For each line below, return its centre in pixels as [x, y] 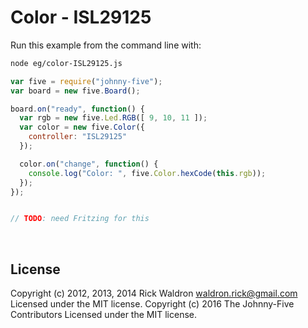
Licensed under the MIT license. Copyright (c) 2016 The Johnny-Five [152, 304]
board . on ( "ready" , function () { [77, 109]
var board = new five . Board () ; [75, 91]
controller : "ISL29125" [78, 137]
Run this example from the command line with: [106, 45]
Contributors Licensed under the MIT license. [103, 315]
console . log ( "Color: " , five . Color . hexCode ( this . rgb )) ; [147, 173]
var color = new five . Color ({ [82, 127]
